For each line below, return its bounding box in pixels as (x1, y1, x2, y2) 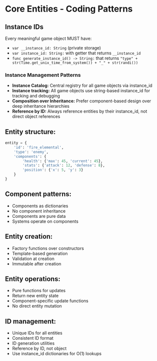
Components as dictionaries (12, 203, 69, 209)
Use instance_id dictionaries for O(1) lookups (12, 351, 102, 357)
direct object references (12, 114, 61, 119)
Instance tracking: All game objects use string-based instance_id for (12, 88, 150, 94)
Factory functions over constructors (12, 245, 84, 251)
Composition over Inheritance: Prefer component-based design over (12, 98, 151, 104)
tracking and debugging (12, 93, 61, 99)
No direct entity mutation (12, 303, 62, 309)
